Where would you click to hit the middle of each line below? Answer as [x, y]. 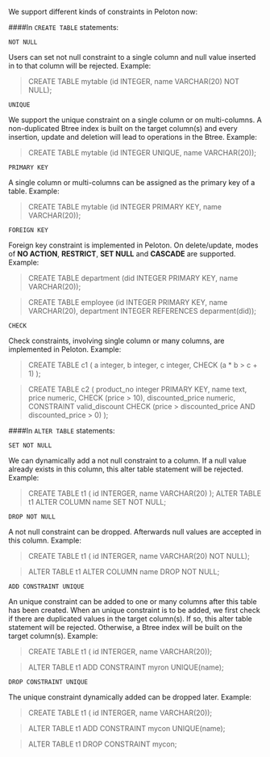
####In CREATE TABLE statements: [64, 27]
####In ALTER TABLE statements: [62, 431]
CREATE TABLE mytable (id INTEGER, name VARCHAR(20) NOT [134, 81]
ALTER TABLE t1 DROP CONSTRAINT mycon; [102, 744]
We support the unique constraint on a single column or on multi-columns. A [135, 120]
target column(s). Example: [53, 636]
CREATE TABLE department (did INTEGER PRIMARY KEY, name [133, 278]
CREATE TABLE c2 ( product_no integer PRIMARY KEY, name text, [137, 389]
